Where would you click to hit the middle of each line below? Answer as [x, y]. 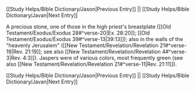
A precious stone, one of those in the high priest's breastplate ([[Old [89, 27]
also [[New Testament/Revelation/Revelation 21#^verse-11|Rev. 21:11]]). [92, 64]
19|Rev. [15, 52]
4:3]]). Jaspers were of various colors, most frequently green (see [103, 58]
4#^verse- [174, 52]
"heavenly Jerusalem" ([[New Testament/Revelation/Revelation [82, 45]
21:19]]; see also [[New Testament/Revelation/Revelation [93, 52]
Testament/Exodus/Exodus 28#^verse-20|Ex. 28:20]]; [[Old [78, 33]
